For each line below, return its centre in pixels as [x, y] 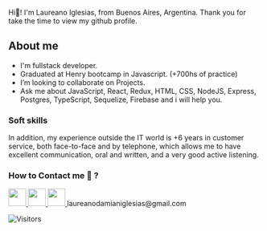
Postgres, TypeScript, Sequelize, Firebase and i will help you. [121, 99]
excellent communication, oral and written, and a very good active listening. [133, 155]
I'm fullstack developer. [59, 65]
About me [33, 46]
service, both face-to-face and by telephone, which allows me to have [125, 146]
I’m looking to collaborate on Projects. [83, 82]
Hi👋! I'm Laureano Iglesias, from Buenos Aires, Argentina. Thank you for [127, 12]
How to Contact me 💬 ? [53, 176]
